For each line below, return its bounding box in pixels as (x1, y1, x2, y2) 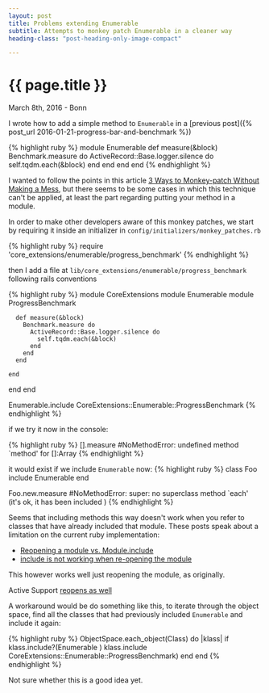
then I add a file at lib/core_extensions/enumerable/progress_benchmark (8, 266, 247, 275)
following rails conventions (8, 274, 97, 283)
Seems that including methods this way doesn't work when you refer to (8, 513, 245, 523)
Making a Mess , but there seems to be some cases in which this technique (8, 184, 256, 194)
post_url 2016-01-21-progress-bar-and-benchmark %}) (8, 127, 192, 137)
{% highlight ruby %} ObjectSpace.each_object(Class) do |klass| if (8, 634, 230, 644)
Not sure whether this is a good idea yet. (8, 675, 143, 685)
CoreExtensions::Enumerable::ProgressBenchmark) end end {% (8, 651, 220, 661)
